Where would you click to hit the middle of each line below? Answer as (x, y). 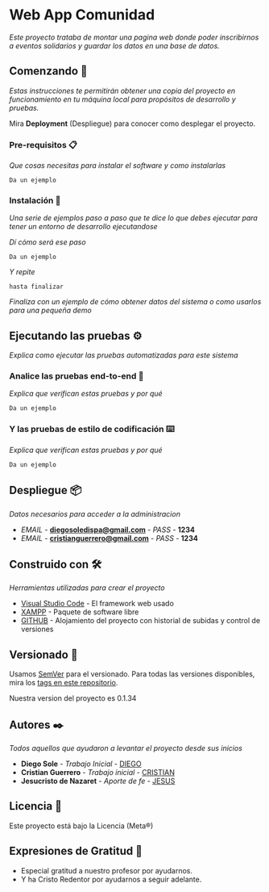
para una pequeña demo (50, 310)
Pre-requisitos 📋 (43, 144)
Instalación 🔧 (35, 200)
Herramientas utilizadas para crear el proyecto (87, 588)
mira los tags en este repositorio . (64, 683)
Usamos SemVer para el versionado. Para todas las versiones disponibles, (132, 674)
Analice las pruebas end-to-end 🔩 (77, 376)
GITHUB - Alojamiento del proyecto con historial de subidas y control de (141, 621)
